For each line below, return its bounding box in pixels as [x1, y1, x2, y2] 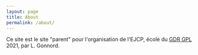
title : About [6, 14, 39, 20]
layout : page [6, 8, 39, 15]
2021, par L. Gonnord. [6, 42, 60, 49]
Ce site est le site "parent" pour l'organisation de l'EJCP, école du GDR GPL [6, 36, 193, 43]
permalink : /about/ [6, 20, 55, 25]
